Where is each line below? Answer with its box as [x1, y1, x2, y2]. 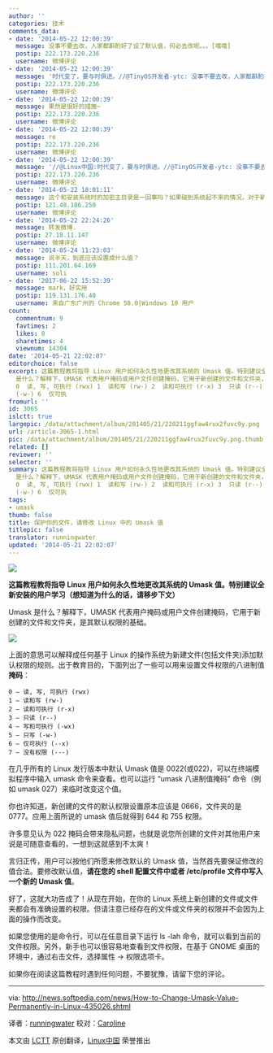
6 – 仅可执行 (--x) [8, 739, 70, 748]
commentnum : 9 [15, 314, 63, 322]
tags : [8, 495, 27, 504]
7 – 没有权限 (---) [8, 748, 70, 756]
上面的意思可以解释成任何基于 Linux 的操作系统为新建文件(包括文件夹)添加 [8, 650, 257, 659]
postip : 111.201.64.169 [15, 261, 96, 269]
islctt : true [8, 412, 53, 421]
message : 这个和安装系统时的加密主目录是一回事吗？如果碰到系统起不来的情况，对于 [15, 193, 260, 202]
